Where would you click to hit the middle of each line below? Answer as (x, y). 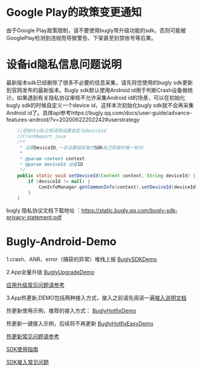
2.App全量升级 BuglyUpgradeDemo (50, 272)
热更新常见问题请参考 (33, 337)
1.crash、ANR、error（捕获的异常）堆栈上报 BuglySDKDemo (82, 259)
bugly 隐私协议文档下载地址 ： (44, 211)
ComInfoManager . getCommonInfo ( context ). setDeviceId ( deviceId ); (120, 187)
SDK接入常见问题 (28, 362)
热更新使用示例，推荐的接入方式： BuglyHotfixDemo (71, 311)
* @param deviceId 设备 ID (51, 165)
